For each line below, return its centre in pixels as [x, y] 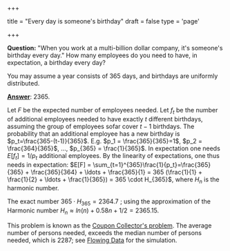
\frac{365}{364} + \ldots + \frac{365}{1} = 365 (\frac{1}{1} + [116, 172]
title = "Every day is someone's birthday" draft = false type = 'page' [104, 21]
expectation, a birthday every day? [56, 62]
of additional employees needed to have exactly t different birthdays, [105, 119]
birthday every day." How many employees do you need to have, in [103, 55]
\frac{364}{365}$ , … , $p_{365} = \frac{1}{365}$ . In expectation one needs [114, 148]
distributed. [23, 83]
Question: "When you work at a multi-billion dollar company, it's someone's [115, 48]
